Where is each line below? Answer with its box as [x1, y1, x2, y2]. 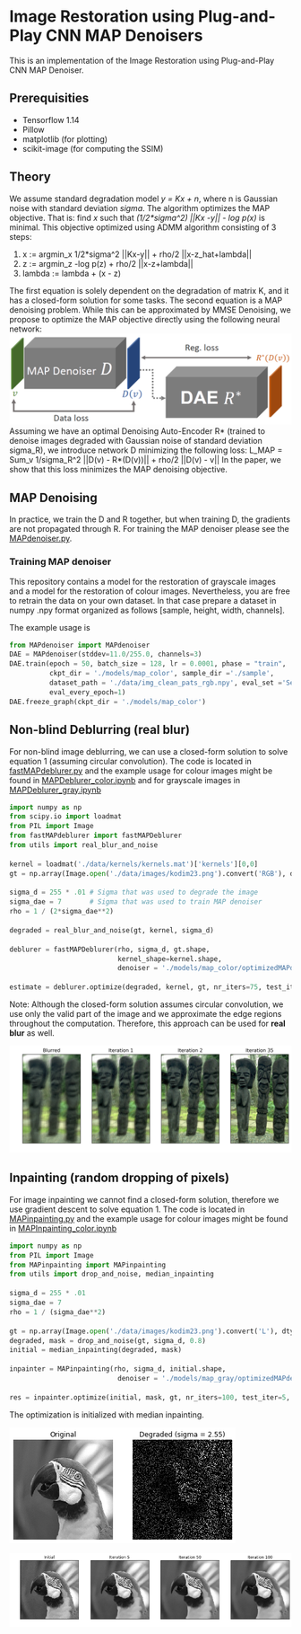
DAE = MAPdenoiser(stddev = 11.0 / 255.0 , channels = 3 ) [9, 649, 202, 659]
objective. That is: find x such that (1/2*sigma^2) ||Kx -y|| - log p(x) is [9, 212, 266, 223]
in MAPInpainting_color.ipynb [9, 1223, 117, 1233]
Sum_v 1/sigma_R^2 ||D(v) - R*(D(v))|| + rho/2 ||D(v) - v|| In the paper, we [9, 455, 282, 465]
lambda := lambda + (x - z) [21, 268, 122, 278]
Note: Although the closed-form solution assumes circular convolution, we [9, 999, 284, 1010]
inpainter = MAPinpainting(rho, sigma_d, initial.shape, [9, 1365, 227, 1373]
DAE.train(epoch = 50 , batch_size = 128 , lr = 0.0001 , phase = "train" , [9, 659, 287, 668]
